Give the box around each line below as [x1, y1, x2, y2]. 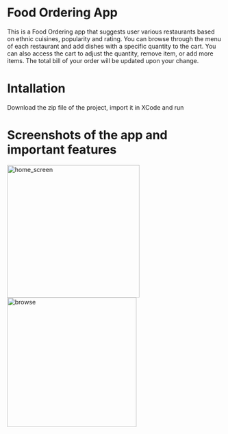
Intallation [7, 81, 66, 97]
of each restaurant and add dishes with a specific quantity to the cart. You [7, 42, 216, 50]
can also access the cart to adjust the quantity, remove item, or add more [7, 49, 214, 58]
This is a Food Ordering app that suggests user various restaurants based [7, 27, 215, 36]
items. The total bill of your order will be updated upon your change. [7, 56, 199, 64]
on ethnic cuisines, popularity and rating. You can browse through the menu [7, 34, 221, 43]
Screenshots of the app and [7, 128, 168, 143]
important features [7, 142, 117, 158]
